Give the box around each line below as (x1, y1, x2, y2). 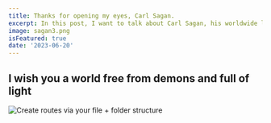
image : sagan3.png (8, 27, 70, 35)
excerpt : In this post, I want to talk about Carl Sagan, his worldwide (8, 19, 258, 27)
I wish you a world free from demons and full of (8, 72, 250, 85)
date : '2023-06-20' (8, 42, 74, 50)
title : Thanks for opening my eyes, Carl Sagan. (8, 11, 175, 20)
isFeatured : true (8, 34, 67, 43)
